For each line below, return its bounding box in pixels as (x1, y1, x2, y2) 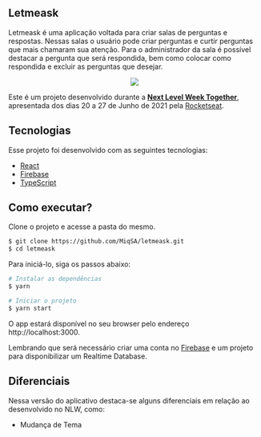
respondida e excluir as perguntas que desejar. (8, 62, 163, 71)
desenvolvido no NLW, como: (8, 404, 106, 414)
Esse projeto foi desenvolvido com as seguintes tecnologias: (8, 145, 208, 154)
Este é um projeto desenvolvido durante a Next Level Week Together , (8, 92, 239, 102)
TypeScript (19, 178, 57, 187)
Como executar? (8, 201, 93, 214)
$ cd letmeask (8, 245, 56, 253)
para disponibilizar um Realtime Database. (8, 351, 148, 361)
